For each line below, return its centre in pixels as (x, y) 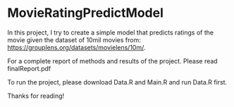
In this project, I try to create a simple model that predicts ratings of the (110, 32)
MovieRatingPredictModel (86, 13)
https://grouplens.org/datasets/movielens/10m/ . (76, 47)
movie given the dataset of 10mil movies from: (74, 39)
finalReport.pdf (29, 68)
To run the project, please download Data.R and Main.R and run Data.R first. (117, 82)
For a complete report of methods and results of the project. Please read (112, 61)
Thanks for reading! (36, 96)
